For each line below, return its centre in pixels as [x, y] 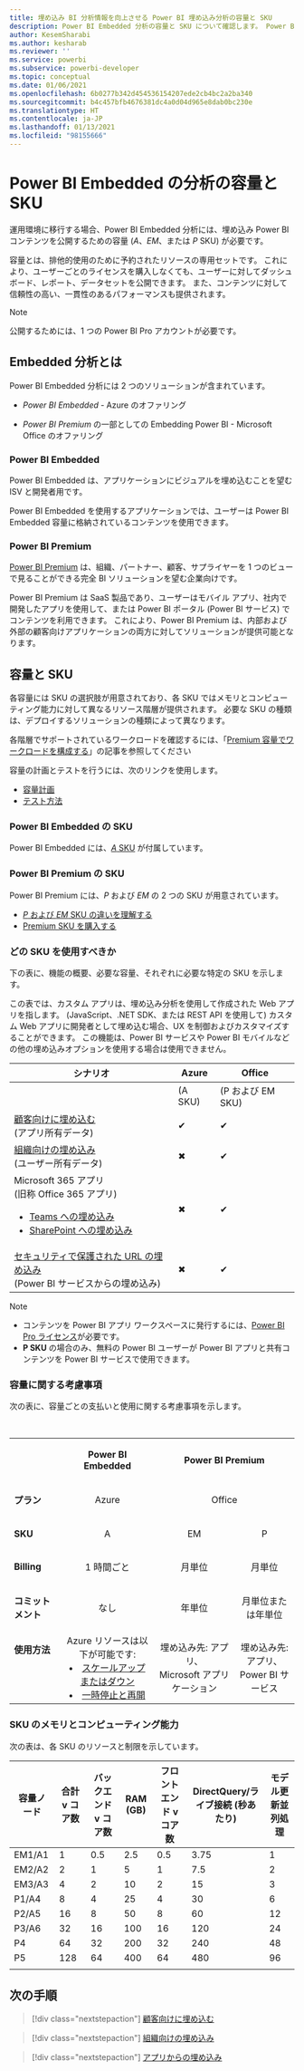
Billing [28, 1566]
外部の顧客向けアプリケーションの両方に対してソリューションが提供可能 [144, 631]
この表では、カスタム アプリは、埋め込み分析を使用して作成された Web [143, 1003]
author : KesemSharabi [50, 34]
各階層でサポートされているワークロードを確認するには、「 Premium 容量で [148, 740]
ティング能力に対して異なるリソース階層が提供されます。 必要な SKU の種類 [151, 709]
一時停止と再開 [114, 1695]
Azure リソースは [103, 1641]
